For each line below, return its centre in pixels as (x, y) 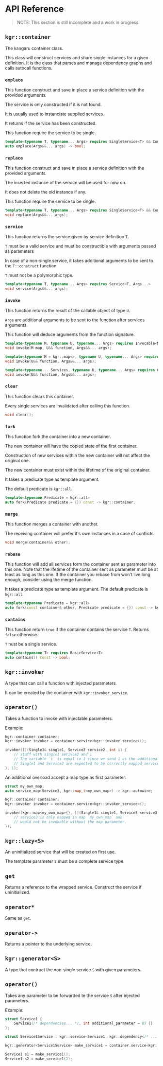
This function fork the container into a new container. (58, 437)
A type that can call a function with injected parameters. (61, 683)
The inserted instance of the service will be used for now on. (66, 183)
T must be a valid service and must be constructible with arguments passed (81, 246)
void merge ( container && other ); (38, 542)
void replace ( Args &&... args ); (37, 215)
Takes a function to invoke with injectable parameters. (59, 718)
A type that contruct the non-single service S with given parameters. (73, 970)
